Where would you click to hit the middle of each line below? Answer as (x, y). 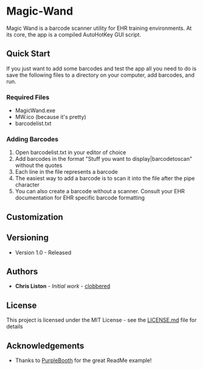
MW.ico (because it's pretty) (50, 117)
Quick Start (28, 54)
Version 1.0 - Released (43, 252)
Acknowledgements (45, 346)
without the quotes (39, 165)
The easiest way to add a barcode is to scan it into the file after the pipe (105, 179)
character (27, 185)
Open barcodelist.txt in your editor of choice (71, 152)
